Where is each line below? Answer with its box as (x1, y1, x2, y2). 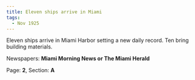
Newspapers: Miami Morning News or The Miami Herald (6, 55, 151, 62)
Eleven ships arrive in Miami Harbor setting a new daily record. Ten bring (6, 37, 189, 44)
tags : (6, 15, 20, 21)
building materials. (6, 43, 53, 50)
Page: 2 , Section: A (6, 67, 55, 74)
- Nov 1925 (12, 20, 40, 26)
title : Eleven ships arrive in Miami (6, 8, 102, 15)
